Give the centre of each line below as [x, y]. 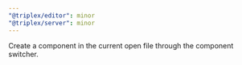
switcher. [23, 54]
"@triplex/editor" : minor [51, 15]
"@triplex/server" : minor [51, 23]
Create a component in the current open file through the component [121, 45]
